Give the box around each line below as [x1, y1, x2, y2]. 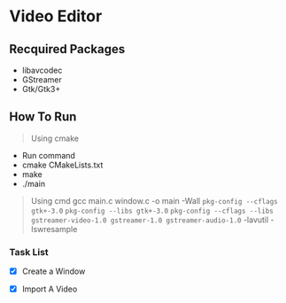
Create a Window [21, 266, 86, 276]
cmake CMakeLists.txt [21, 159, 104, 170]
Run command [21, 150, 75, 160]
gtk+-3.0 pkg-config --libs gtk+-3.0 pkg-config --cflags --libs [30, 206, 274, 215]
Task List [9, 245, 49, 258]
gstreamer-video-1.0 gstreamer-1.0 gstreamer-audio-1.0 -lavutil [30, 214, 269, 225]
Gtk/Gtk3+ [21, 84, 61, 94]
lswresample [30, 223, 78, 234]
